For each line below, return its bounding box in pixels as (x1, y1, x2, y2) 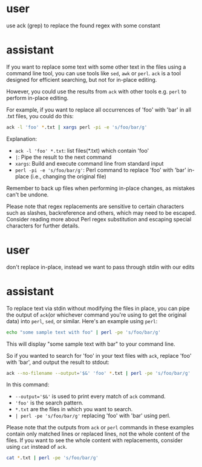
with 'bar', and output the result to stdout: (6, 358, 110, 366)
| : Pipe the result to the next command (15, 153, 112, 161)
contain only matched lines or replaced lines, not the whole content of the (6, 430, 190, 438)
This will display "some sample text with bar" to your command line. (6, 340, 175, 348)
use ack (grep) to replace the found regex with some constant (6, 22, 160, 29)
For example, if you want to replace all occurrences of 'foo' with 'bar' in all (6, 106, 192, 113)
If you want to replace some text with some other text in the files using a (6, 63, 186, 70)
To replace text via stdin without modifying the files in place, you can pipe (6, 304, 191, 312)
